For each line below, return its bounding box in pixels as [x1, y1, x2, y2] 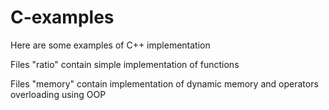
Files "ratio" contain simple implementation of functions [10, 58, 240, 70]
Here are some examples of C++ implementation [10, 39, 211, 51]
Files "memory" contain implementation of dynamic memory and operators [10, 77, 319, 90]
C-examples [10, 6, 115, 29]
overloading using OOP [10, 88, 107, 100]
